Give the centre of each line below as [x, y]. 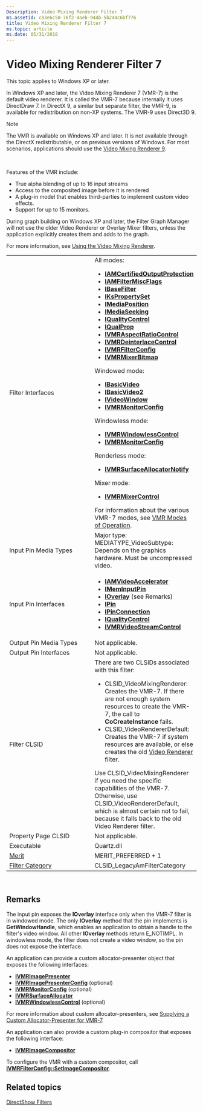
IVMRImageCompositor [45, 1050]
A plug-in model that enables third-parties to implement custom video [102, 197]
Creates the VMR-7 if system [147, 737]
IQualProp [119, 327]
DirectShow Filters [29, 1102]
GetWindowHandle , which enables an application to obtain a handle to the [99, 927]
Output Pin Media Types [43, 643]
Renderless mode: [120, 456]
